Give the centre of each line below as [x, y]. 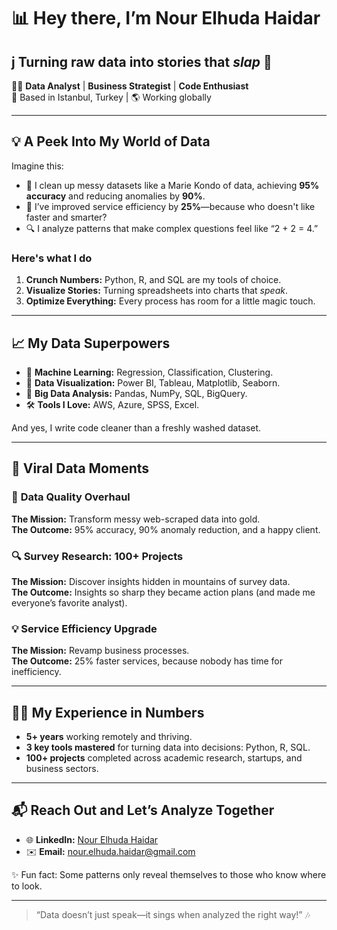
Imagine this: [37, 166]
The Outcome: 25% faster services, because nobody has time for [147, 661]
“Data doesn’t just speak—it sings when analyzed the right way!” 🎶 [173, 914]
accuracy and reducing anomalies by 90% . [115, 196]
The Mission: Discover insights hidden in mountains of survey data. [151, 581]
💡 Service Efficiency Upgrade [84, 628]
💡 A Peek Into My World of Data [111, 141]
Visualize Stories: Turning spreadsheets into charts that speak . [156, 291]
